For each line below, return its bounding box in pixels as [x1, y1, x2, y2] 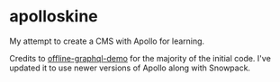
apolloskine [9, 6, 99, 27]
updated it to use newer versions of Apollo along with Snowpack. [9, 62, 250, 73]
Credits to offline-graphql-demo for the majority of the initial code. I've [9, 53, 272, 63]
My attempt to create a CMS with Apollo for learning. [9, 36, 205, 46]
